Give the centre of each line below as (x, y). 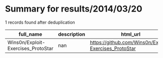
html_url (131, 34)
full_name (30, 34)
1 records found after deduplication (40, 22)
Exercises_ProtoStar (30, 48)
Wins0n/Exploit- (26, 42)
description (72, 34)
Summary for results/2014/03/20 (74, 9)
